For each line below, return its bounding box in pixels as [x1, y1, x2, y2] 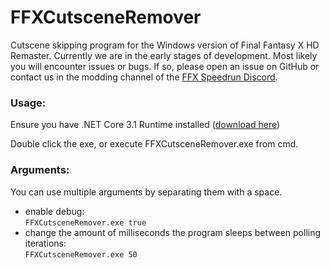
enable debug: [24, 205, 85, 217]
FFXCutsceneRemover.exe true [24, 217, 147, 228]
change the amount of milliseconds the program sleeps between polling [24, 226, 322, 238]
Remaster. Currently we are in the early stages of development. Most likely [10, 49, 318, 61]
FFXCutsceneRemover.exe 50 [24, 249, 138, 260]
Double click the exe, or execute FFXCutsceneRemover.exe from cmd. [10, 138, 299, 150]
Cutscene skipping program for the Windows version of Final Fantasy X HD [10, 39, 320, 51]
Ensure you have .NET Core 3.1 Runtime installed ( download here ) [10, 119, 281, 131]
